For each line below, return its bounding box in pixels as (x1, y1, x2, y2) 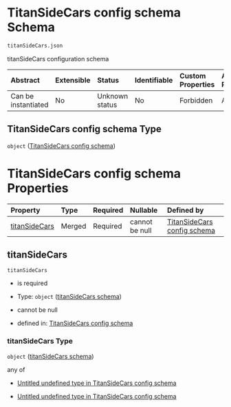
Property (10, 205, 41, 215)
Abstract (10, 75, 40, 85)
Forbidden (179, 95, 213, 105)
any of (7, 365, 25, 373)
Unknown (97, 91, 129, 101)
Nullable (129, 205, 158, 215)
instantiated (10, 100, 49, 109)
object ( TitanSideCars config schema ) (7, 141, 115, 149)
